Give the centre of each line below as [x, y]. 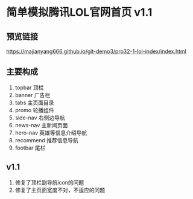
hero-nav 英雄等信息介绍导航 [51, 133]
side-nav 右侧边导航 [40, 118]
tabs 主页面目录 [34, 103]
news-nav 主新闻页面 [41, 125]
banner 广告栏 [33, 95]
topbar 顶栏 [29, 87]
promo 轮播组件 [34, 110]
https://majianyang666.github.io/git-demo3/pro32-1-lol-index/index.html [96, 51]
